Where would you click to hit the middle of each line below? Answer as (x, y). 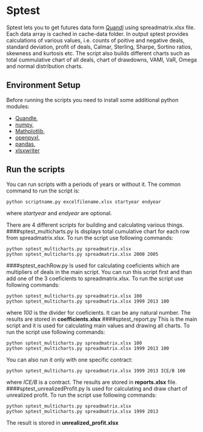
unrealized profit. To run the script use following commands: (82, 395)
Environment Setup (43, 85)
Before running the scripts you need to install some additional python (92, 100)
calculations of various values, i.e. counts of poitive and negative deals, (95, 40)
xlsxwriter (27, 150)
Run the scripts (36, 170)
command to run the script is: (43, 190)
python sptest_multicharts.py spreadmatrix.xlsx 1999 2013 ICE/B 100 (96, 371)
